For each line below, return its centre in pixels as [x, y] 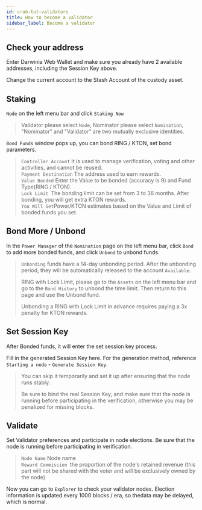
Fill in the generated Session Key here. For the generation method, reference [101, 358]
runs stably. [36, 382]
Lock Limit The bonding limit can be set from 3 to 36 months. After [105, 193]
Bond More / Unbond [46, 232]
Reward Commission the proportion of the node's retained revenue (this [108, 465]
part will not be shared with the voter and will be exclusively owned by [108, 471]
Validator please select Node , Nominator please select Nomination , [102, 125]
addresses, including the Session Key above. [62, 68]
